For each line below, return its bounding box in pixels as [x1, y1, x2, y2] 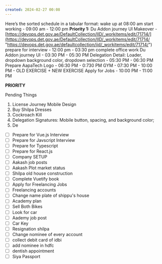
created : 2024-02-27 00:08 [5, 7, 60, 12]
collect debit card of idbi [12, 237, 62, 243]
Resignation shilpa [12, 226, 50, 232]
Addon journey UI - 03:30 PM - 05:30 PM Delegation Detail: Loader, [5, 52, 142, 58]
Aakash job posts [12, 159, 48, 165]
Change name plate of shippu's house [12, 192, 89, 199]
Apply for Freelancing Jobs [12, 182, 67, 187]
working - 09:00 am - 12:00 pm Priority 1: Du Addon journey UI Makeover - [5, 26, 158, 32]
